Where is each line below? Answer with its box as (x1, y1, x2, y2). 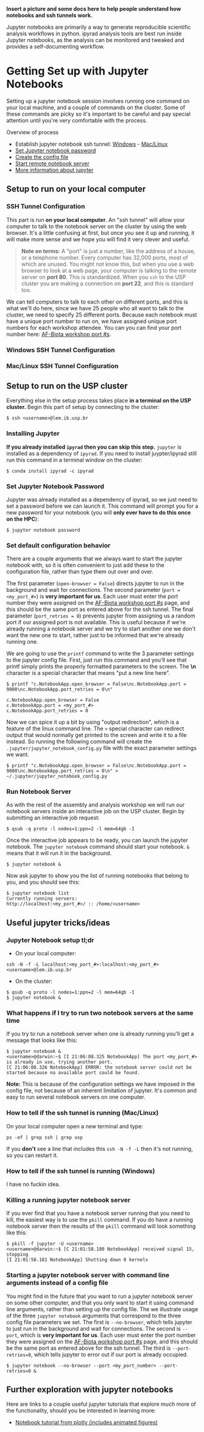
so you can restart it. (6, 1152, 58, 1159)
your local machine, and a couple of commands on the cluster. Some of (6, 104, 186, 111)
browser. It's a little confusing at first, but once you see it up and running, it (6, 229, 195, 237)
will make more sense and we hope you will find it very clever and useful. (6, 235, 190, 243)
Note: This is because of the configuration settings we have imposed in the (6, 1080, 195, 1088)
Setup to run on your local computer (6, 184, 146, 194)
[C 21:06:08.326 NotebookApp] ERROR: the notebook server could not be (6, 1064, 192, 1070)
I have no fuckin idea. (6, 1181, 60, 1188)
